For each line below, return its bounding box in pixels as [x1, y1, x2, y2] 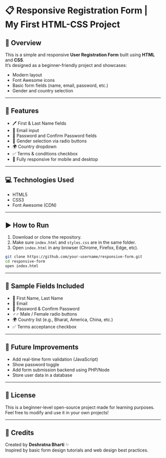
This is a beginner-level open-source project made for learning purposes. [5, 404, 155, 410]
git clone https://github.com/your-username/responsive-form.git [5, 255, 142, 260]
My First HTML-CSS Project [5, 19, 120, 30]
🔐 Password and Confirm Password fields [12, 132, 97, 138]
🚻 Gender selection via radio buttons [12, 138, 87, 144]
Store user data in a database [12, 372, 73, 378]
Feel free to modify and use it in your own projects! [5, 409, 109, 415]
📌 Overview [5, 39, 41, 47]
